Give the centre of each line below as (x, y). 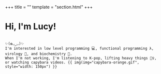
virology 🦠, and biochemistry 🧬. (39, 54)
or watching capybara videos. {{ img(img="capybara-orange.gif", (72, 62)
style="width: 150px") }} (31, 67)
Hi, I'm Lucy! (31, 27)
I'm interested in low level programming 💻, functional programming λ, (79, 48)
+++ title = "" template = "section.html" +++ (49, 7)
